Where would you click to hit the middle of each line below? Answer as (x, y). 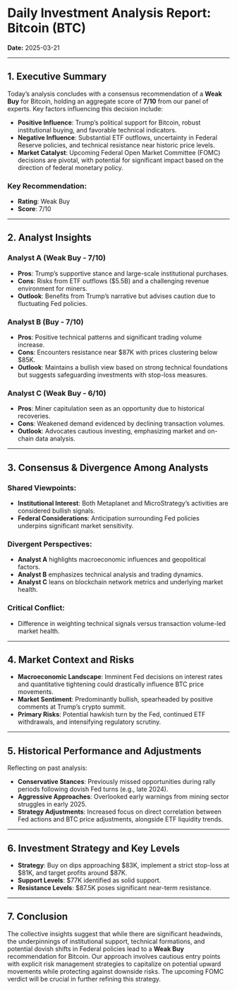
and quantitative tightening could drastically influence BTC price (111, 684)
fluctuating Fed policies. (53, 303)
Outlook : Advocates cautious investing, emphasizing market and (111, 431)
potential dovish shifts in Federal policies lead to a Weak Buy (96, 949)
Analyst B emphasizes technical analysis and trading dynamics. (110, 574)
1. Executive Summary (57, 77)
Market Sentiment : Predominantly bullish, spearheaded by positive (115, 700)
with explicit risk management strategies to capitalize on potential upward (114, 964)
